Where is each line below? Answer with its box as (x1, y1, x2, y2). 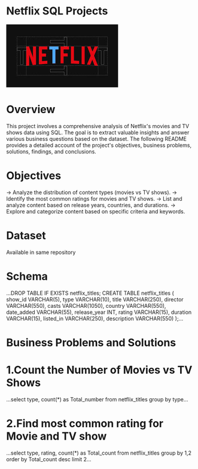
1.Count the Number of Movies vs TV (6, 364, 193, 377)
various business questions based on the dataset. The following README (6, 135, 187, 142)
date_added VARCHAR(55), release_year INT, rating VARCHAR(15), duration (6, 308, 192, 316)
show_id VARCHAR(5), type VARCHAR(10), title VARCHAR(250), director (6, 295, 184, 303)
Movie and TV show (6, 429, 107, 443)
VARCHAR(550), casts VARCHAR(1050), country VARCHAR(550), (6, 302, 166, 309)
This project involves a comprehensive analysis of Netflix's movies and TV (6, 122, 190, 129)
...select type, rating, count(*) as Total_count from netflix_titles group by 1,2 (6, 449, 192, 456)
